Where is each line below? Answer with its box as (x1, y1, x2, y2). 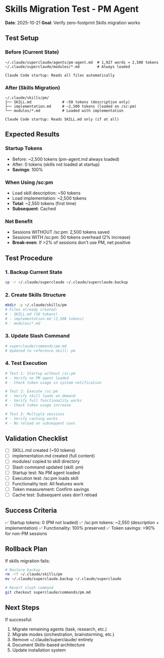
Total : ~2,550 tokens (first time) (12, 200, 77, 206)
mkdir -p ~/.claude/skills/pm (5, 302, 67, 308)
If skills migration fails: (5, 558, 50, 564)
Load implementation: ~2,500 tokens (12, 195, 87, 201)
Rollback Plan (5, 545, 47, 553)
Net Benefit (5, 218, 33, 225)
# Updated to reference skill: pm (5, 348, 76, 353)
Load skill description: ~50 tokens (12, 190, 81, 196)
